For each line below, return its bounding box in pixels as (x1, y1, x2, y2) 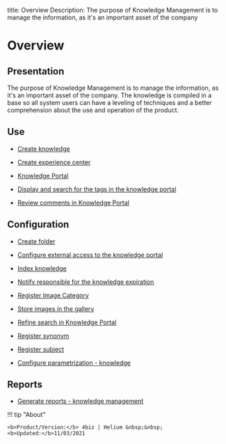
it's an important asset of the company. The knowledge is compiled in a (7, 91, 212, 100)
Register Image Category (17, 291, 89, 299)
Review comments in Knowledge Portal (17, 198, 130, 207)
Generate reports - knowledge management (17, 397, 144, 406)
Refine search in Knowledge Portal (17, 318, 117, 326)
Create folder (17, 237, 56, 246)
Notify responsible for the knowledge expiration (17, 278, 154, 286)
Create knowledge (17, 144, 71, 152)
